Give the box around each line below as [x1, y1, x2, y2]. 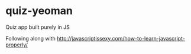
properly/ [5, 41, 28, 48]
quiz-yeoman [5, 4, 73, 18]
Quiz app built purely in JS [5, 23, 70, 31]
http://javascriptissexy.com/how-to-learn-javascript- [56, 35, 186, 42]
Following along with [5, 35, 56, 42]
